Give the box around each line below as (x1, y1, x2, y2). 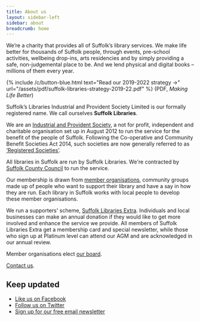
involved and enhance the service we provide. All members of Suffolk (6, 220, 177, 227)
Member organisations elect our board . (6, 250, 103, 258)
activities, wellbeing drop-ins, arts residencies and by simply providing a (6, 54, 184, 62)
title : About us (6, 8, 47, 15)
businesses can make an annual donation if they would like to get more (6, 213, 181, 220)
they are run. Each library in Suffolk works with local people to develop (6, 189, 180, 196)
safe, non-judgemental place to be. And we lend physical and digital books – (6, 61, 194, 68)
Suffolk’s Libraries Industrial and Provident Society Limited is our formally (6, 103, 186, 111)
